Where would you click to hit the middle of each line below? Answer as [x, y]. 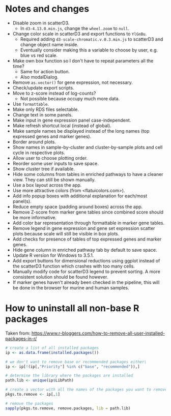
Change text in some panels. [42, 114]
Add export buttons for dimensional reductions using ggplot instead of [86, 260]
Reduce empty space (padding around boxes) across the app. [78, 206]
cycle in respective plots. [39, 153]
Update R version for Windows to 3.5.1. [53, 255]
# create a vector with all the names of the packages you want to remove [86, 390]
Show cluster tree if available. [44, 169]
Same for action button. [45, 71]
